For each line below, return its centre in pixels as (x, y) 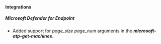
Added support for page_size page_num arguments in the (72, 31)
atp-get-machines (32, 36)
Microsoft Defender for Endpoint (40, 18)
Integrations (18, 7)
